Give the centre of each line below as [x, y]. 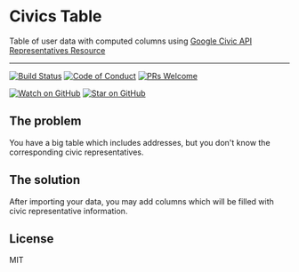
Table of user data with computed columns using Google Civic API [130, 41]
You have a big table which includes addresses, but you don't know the [140, 142]
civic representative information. [69, 211]
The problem [45, 121]
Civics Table [56, 16]
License [32, 239]
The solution [45, 180]
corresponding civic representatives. [77, 152]
